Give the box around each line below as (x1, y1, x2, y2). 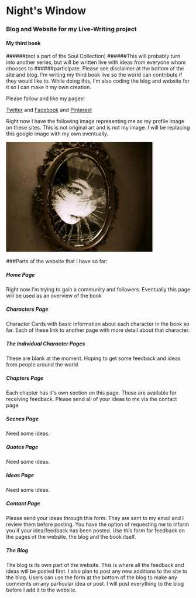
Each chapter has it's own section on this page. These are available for (6, 389, 177, 396)
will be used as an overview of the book (6, 292, 102, 300)
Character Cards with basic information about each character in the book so (6, 321, 190, 328)
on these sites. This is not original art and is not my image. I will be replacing (6, 124, 190, 131)
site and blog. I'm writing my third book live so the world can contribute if (6, 72, 183, 79)
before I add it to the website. (6, 586, 77, 593)
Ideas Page (6, 471, 34, 478)
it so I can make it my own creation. (6, 84, 92, 91)
